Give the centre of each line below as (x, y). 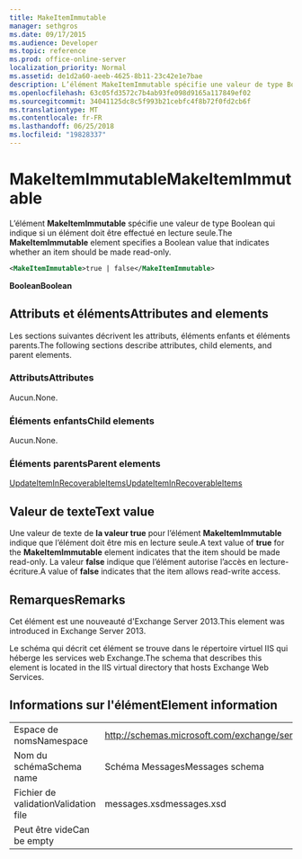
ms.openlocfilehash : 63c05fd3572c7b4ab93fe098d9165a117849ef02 (130, 93)
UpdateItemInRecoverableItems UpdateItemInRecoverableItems (126, 483)
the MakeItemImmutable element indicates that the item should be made (145, 552)
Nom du (31, 755)
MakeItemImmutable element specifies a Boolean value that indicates (139, 242)
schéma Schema (48, 766)
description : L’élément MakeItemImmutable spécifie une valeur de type (146, 85)
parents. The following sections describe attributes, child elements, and (141, 345)
